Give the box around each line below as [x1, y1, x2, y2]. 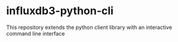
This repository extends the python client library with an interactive [6, 24, 173, 31]
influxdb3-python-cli [6, 4, 114, 18]
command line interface [6, 30, 65, 37]
